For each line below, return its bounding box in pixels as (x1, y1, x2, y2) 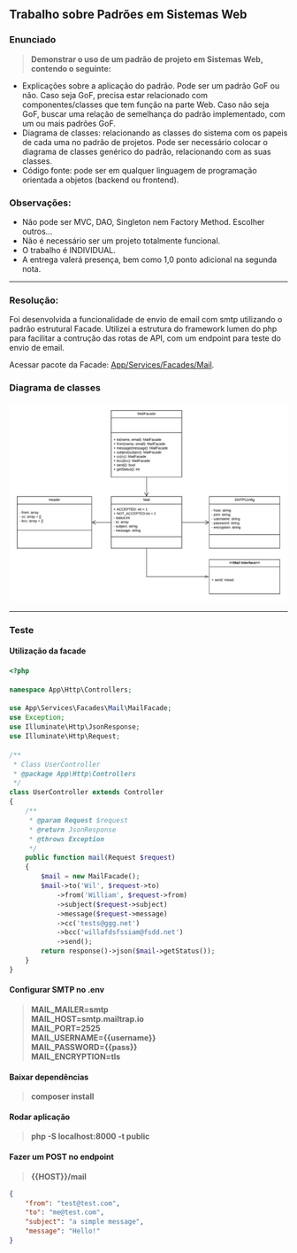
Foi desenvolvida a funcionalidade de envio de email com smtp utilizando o (9, 314, 283, 325)
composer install (30, 1091, 95, 1102)
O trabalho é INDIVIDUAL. (21, 244, 117, 255)
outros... (21, 226, 53, 236)
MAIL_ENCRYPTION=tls (30, 1051, 121, 1062)
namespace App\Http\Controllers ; (9, 685, 133, 694)
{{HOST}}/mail (30, 1171, 87, 1181)
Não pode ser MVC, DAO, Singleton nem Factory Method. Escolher (21, 216, 265, 227)
